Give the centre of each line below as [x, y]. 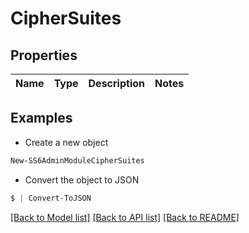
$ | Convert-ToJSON [51, 198]
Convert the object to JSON [82, 179]
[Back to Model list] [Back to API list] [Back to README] [125, 217]
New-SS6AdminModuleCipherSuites [77, 160]
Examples [41, 118]
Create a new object [66, 142]
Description [116, 83]
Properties [44, 55]
